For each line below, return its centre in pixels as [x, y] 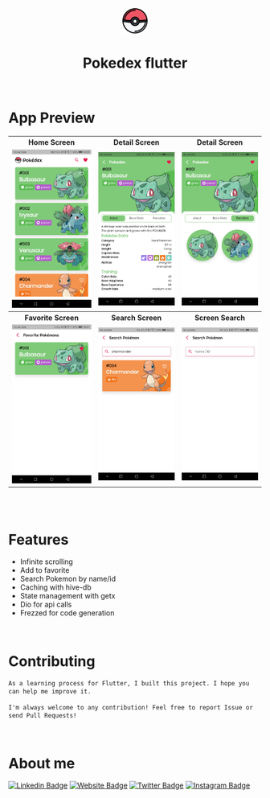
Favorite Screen [51, 318]
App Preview [52, 118]
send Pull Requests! [43, 716]
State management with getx [67, 596]
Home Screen [51, 142]
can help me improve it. [50, 692]
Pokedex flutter [135, 63]
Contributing [52, 661]
